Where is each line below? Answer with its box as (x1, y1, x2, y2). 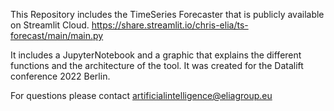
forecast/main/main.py (10, 30, 104, 41)
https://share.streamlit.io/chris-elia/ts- (91, 19, 249, 31)
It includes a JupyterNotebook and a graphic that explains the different (10, 49, 302, 61)
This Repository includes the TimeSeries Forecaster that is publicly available (10, 9, 325, 20)
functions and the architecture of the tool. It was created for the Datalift (10, 60, 304, 71)
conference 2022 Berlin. (10, 70, 111, 82)
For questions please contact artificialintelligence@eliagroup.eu (10, 90, 273, 101)
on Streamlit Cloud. (10, 19, 90, 31)
